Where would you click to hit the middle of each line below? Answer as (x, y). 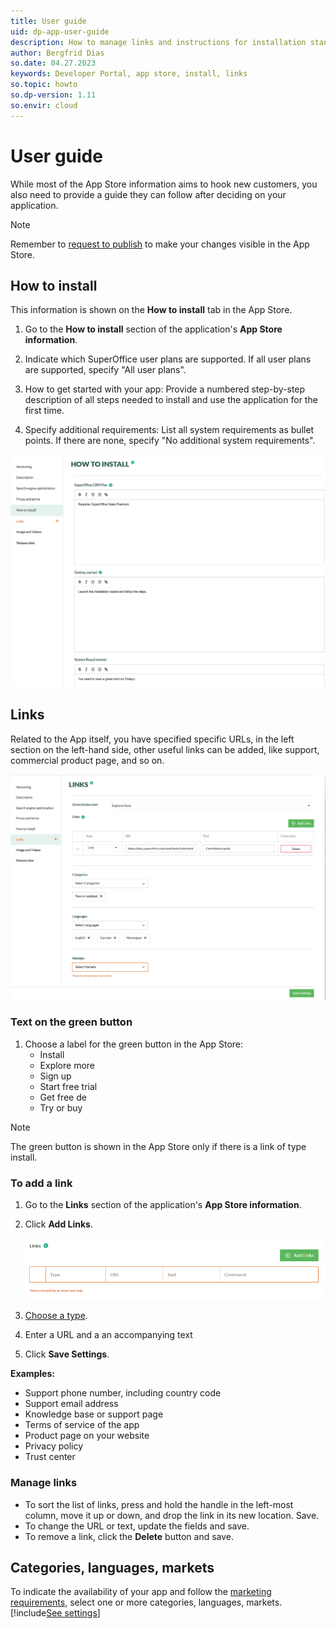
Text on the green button (71, 1022)
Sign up (55, 1076)
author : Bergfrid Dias (57, 53)
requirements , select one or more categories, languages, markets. (146, 1602)
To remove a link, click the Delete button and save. (129, 1536)
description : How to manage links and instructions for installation (158, 42)
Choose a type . (56, 1316)
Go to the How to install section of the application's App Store (153, 329)
